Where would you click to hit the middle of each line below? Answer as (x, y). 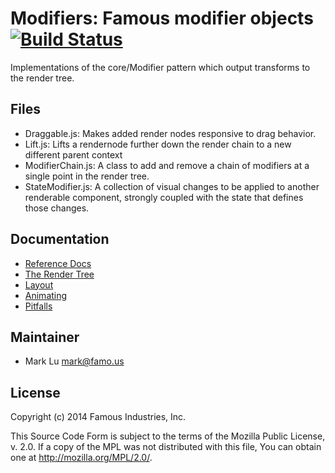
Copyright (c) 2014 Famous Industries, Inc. (98, 417)
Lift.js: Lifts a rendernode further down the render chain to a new (158, 144)
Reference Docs (58, 263)
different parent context (73, 154)
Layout (39, 284)
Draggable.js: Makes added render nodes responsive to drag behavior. (170, 133)
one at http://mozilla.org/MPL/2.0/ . (81, 458)
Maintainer (45, 337)
